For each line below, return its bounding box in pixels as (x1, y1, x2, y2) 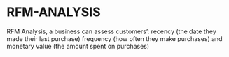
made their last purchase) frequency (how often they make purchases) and (6, 34, 223, 42)
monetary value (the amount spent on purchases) (6, 42, 150, 50)
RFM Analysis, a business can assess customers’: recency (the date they (6, 27, 216, 35)
